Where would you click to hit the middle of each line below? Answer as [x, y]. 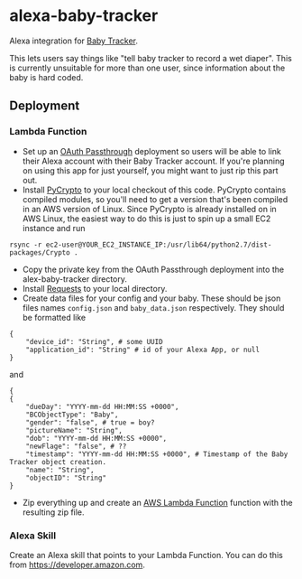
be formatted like [54, 317]
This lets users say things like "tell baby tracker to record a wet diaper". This [151, 58]
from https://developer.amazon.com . [78, 565]
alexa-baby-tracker [84, 16]
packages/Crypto [40, 252]
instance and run [54, 228]
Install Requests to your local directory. [95, 288]
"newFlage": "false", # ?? [76, 446]
